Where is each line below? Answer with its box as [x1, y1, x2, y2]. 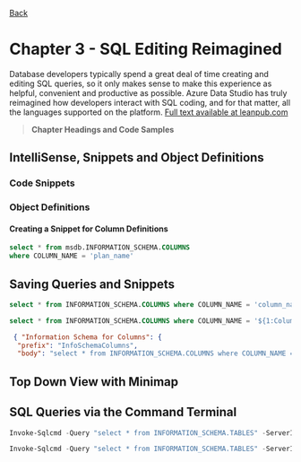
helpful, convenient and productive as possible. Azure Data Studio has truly [9, 87, 288, 98]
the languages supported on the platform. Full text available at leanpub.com [9, 107, 288, 118]
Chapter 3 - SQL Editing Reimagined [9, 39, 282, 59]
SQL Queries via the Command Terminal [9, 405, 237, 420]
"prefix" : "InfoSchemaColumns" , [17, 341, 139, 350]
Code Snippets [9, 177, 75, 189]
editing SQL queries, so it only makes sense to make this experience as [9, 78, 272, 89]
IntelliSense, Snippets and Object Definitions [9, 150, 264, 165]
